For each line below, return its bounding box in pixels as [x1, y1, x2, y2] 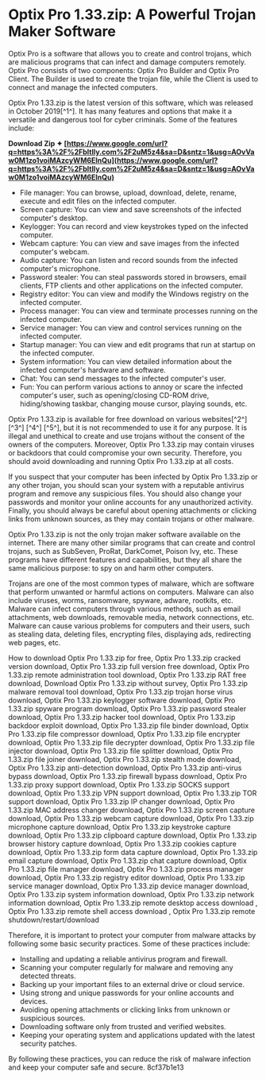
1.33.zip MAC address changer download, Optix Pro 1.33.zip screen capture [8, 805, 256, 815]
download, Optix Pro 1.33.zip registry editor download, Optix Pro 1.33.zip [8, 873, 245, 882]
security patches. [19, 1039, 77, 1048]
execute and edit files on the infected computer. [19, 196, 177, 206]
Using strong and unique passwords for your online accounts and [19, 988, 234, 997]
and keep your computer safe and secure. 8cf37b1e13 [8, 1063, 184, 1072]
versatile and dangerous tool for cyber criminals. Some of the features [8, 114, 238, 124]
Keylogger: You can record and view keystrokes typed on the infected [19, 221, 249, 231]
